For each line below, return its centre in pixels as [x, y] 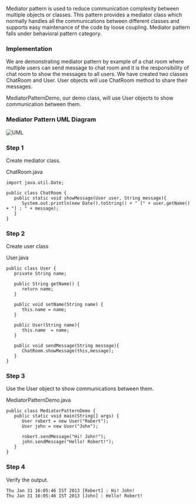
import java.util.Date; [35, 183]
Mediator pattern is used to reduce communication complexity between [93, 9]
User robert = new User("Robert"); [65, 421]
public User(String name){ [47, 325]
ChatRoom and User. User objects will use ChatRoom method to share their [97, 80]
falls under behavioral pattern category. [54, 34]
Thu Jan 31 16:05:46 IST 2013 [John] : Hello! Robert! [75, 496]
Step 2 [16, 233]
